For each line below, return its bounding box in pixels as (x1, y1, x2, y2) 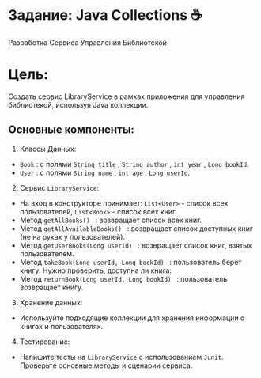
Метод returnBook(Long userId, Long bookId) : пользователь (19, 274, 228, 283)
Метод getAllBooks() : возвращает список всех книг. (19, 215, 202, 225)
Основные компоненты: (8, 123, 134, 137)
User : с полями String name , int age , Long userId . (19, 168, 191, 177)
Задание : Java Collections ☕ (8, 6, 203, 25)
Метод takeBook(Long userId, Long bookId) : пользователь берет (19, 257, 242, 266)
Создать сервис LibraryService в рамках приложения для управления (8, 92, 245, 101)
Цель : (8, 66, 49, 84)
